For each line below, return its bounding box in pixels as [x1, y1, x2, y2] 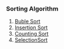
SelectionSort [14, 37, 48, 44]
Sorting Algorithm [6, 5, 59, 13]
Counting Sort [14, 30, 49, 37]
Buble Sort [14, 18, 41, 25]
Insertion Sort [14, 24, 48, 31]
